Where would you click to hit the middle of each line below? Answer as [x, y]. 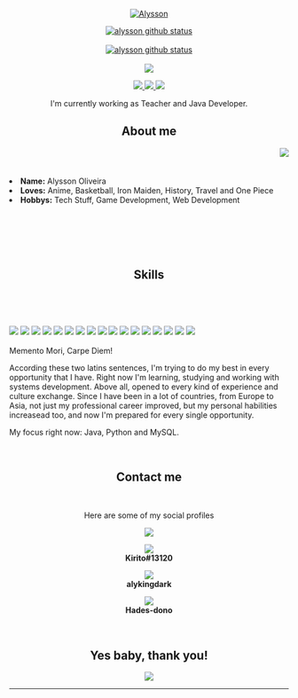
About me [149, 132]
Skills [149, 275]
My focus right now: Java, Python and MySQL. [94, 432]
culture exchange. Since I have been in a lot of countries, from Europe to [141, 396]
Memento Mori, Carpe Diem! [61, 350]
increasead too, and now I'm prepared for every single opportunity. [132, 415]
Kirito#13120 [149, 558]
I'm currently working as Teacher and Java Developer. [149, 103]
